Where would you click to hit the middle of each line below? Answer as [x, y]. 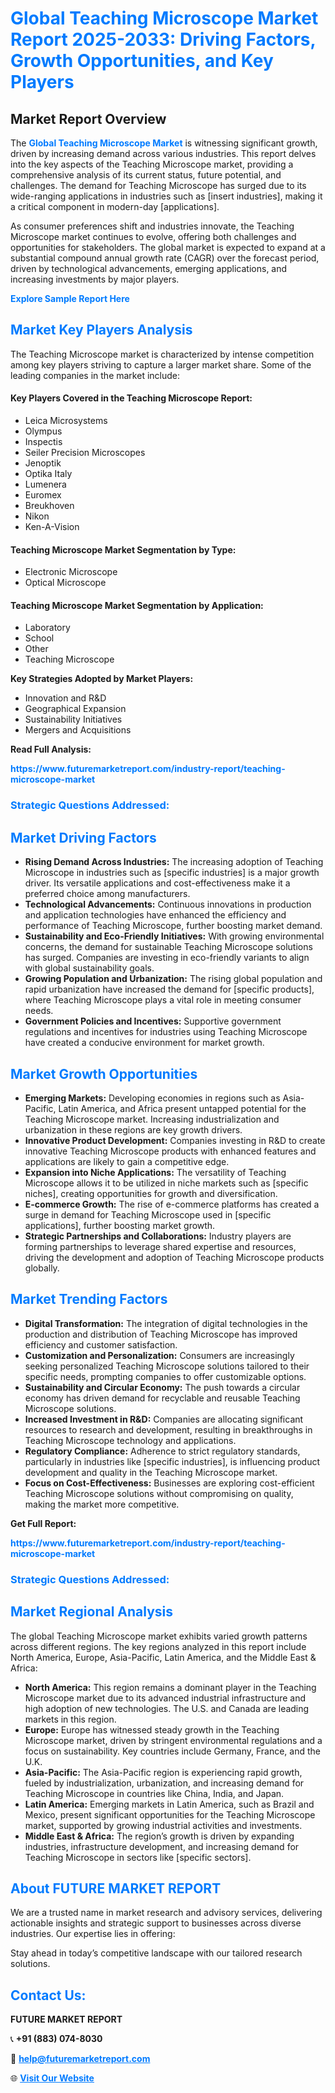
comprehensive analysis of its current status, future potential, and [146, 175]
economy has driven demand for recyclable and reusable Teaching [162, 1398]
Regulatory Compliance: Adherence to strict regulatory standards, [162, 1451]
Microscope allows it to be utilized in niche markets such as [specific [166, 1183]
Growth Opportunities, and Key [142, 61]
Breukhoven [49, 506]
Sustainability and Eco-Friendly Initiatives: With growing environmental [174, 936]
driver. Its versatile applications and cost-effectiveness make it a [157, 883]
